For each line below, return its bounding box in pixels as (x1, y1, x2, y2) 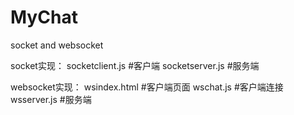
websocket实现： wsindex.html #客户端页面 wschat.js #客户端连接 (10, 81, 284, 93)
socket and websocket (10, 39, 104, 51)
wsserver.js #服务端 (10, 93, 92, 105)
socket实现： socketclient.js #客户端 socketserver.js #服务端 (10, 59, 260, 71)
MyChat (10, 6, 78, 29)
